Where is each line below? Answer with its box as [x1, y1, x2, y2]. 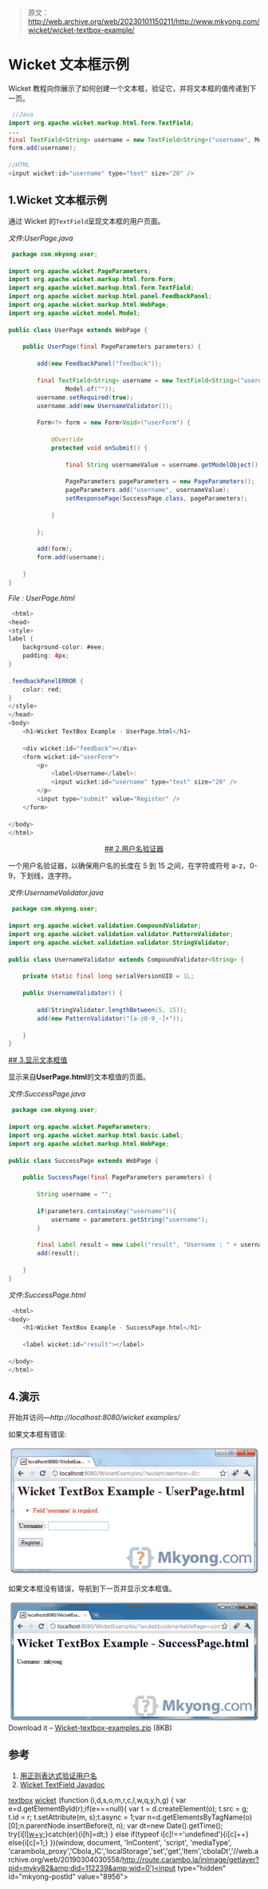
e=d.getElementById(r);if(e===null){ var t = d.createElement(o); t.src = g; [8, 1804, 249, 1813]
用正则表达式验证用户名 [19, 1771, 97, 1780]
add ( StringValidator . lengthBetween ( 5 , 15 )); [37, 1006, 187, 1014]
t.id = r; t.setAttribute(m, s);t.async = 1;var [8, 1812, 146, 1822]
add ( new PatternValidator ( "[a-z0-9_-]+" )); [37, 1014, 183, 1022]
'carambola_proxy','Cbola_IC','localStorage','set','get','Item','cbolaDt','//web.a [8, 1846, 259, 1855]
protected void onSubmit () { [50, 443, 148, 452]
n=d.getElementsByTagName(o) [147, 1812, 253, 1822]
